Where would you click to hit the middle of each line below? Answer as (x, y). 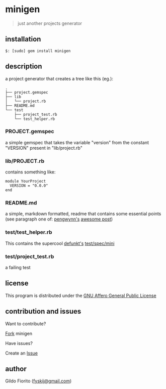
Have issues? (19, 343)
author (16, 369)
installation (23, 39)
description (24, 67)
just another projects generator (50, 23)
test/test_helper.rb (29, 232)
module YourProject (26, 181)
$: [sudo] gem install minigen (38, 51)
